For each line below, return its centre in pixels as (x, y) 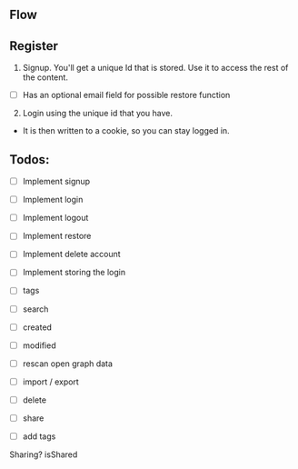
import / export (50, 382)
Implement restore (57, 236)
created (37, 327)
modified (39, 345)
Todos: (30, 160)
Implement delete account (71, 254)
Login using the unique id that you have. (98, 114)
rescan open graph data (68, 364)
